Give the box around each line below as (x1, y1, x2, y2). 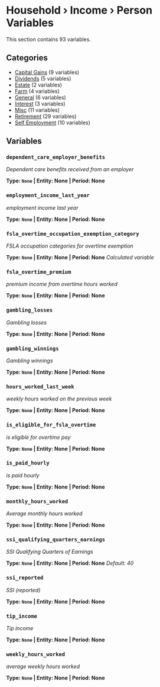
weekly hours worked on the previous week (6, 395, 112, 403)
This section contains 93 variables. (6, 36, 92, 43)
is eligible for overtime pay (6, 434, 71, 441)
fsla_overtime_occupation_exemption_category (6, 230, 140, 237)
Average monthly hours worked (6, 510, 83, 517)
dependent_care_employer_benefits (6, 154, 105, 160)
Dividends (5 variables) (14, 75, 71, 82)
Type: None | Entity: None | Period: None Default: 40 (6, 560, 134, 567)
